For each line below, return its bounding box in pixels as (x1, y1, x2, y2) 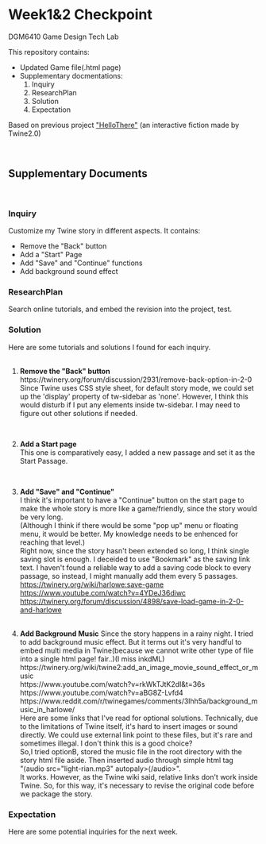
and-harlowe (19, 605, 62, 615)
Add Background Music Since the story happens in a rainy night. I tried (19, 629, 254, 638)
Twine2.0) (8, 129, 41, 138)
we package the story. (19, 788, 93, 799)
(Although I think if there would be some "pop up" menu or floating (19, 520, 239, 530)
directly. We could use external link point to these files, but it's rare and (19, 730, 253, 739)
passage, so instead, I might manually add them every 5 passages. (19, 571, 238, 580)
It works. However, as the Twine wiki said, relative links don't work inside (19, 772, 258, 781)
